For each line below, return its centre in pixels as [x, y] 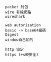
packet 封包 [17, 7]
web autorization [23, 25]
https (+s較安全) [22, 55]
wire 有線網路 [18, 12]
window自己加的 [19, 40]
